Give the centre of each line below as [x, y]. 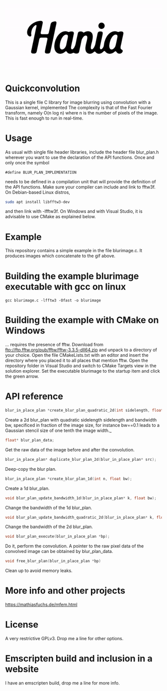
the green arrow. [22, 376]
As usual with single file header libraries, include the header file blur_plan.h [82, 152]
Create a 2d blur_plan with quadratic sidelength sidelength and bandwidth [81, 420]
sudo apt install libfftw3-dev [38, 202]
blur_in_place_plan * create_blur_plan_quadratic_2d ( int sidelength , [78, 411]
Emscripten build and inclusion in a [79, 659]
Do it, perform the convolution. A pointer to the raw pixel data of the [75, 546]
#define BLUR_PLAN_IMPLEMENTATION [41, 172]
